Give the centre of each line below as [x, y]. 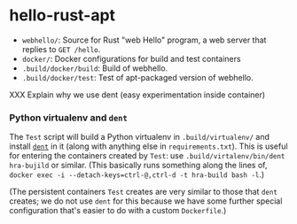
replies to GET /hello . [61, 49]
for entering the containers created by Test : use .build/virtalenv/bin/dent [147, 156]
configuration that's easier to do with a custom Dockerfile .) [118, 211]
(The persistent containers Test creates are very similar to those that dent [143, 192]
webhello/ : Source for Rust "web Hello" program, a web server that [144, 40]
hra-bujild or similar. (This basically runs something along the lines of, [138, 166]
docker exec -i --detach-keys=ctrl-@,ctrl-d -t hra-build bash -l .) [137, 174]
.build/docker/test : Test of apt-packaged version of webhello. [138, 77]
